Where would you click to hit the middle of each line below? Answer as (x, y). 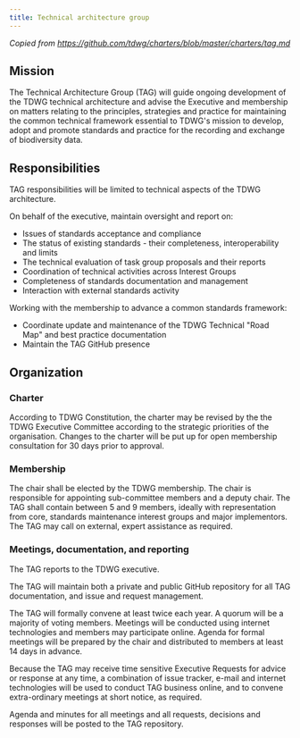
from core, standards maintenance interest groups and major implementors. (149, 517)
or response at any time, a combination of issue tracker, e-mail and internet (148, 678)
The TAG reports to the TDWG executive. (84, 569)
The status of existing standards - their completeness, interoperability (150, 243)
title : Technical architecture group (79, 17)
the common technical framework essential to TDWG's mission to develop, (146, 121)
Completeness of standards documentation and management (135, 281)
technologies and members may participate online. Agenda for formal (137, 632)
